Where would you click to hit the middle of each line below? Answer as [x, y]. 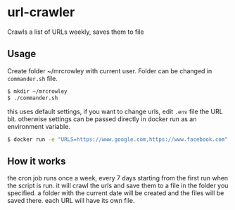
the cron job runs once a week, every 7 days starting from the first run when [118, 178]
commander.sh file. [33, 78]
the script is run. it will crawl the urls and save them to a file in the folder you [118, 186]
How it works [37, 161]
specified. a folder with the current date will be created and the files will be [116, 193]
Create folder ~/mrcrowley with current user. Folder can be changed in [110, 70]
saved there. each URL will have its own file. [71, 201]
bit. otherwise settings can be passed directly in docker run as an [102, 119]
